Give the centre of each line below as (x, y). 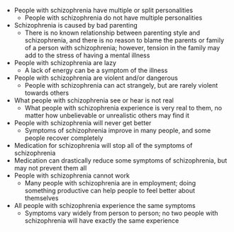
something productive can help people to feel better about (110, 191)
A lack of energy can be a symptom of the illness (96, 70)
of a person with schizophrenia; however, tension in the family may (122, 48)
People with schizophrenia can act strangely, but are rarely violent (121, 85)
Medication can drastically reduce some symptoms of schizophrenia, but (121, 161)
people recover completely (64, 138)
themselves (41, 198)
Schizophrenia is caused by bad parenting (76, 25)
